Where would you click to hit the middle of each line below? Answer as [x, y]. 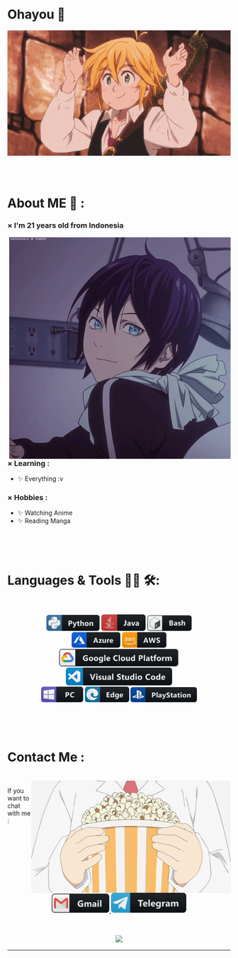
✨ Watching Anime [45, 513]
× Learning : [28, 463]
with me [19, 813]
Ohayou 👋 [36, 15]
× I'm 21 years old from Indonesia [66, 225]
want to [18, 798]
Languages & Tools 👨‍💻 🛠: [84, 580]
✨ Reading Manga [44, 521]
